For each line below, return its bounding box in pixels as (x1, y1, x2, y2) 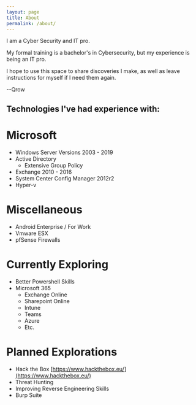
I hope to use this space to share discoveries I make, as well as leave (6, 67, 181, 75)
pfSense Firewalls (15, 236, 61, 243)
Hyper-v (15, 181, 37, 188)
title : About (6, 15, 40, 21)
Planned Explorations (6, 345, 118, 359)
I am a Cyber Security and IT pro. (6, 37, 90, 45)
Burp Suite (15, 391, 42, 399)
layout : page (6, 9, 40, 15)
